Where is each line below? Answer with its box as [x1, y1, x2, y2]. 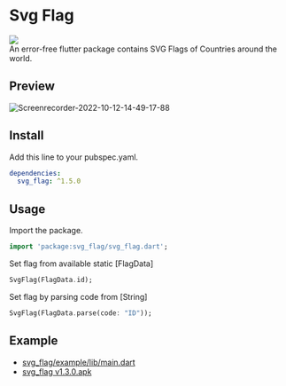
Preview [9, 79, 56, 94]
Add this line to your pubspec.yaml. [9, 152, 139, 162]
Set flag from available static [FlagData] [9, 258, 154, 269]
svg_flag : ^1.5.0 [17, 177, 81, 186]
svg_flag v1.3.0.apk [21, 366, 92, 377]
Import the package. [9, 225, 83, 236]
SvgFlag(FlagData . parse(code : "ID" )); [9, 308, 152, 318]
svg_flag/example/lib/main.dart [21, 357, 135, 367]
